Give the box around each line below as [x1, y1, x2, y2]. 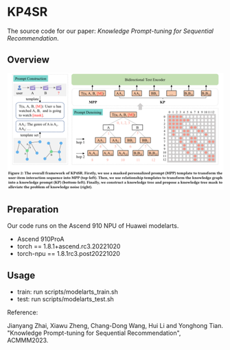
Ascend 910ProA [16, 235, 65, 244]
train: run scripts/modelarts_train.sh [16, 288, 118, 296]
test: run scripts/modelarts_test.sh [16, 295, 115, 303]
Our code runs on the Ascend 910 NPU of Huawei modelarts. [7, 222, 179, 230]
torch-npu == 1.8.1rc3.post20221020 [16, 250, 120, 258]
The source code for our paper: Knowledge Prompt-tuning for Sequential [7, 27, 214, 35]
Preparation [7, 203, 59, 215]
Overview [7, 54, 50, 66]
